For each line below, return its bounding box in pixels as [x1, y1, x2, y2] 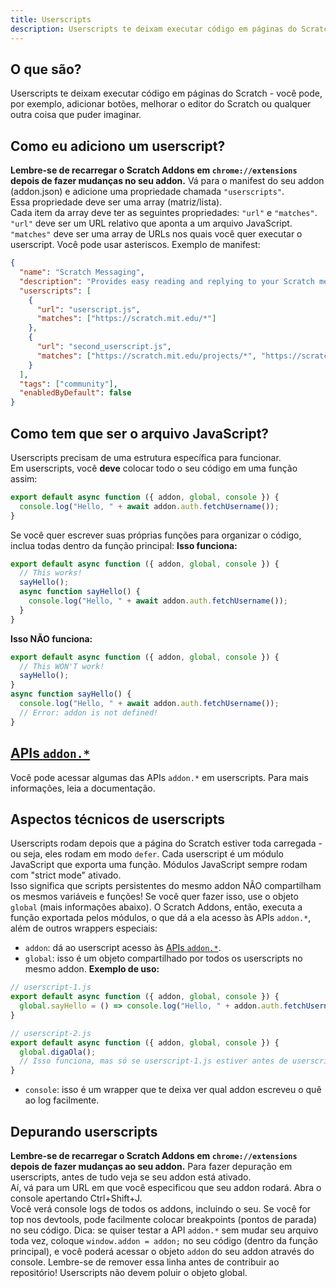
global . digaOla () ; [19, 1047, 97, 1057]
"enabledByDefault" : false [19, 388, 132, 398]
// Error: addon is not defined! [19, 707, 159, 718]
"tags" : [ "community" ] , [19, 379, 118, 389]
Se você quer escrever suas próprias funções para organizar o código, [10, 529, 302, 541]
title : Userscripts [10, 14, 92, 25]
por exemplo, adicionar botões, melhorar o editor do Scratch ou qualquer [10, 98, 312, 110]
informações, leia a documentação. [10, 782, 156, 794]
